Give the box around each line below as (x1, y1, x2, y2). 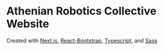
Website (6, 17, 49, 31)
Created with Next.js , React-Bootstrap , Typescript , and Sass (6, 37, 158, 44)
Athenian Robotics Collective (6, 4, 157, 18)
